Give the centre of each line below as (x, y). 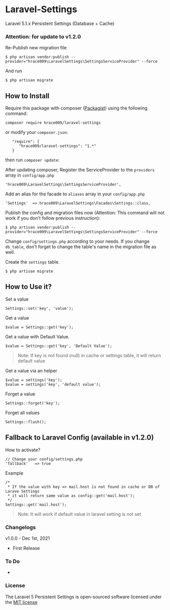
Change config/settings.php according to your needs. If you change (77, 241)
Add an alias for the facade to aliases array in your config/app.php (75, 194)
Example (14, 473)
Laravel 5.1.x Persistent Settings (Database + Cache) (60, 23)
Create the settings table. (32, 262)
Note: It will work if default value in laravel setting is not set (79, 514)
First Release (26, 548)
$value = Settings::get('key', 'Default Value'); (59, 346)
